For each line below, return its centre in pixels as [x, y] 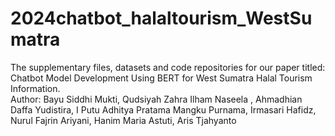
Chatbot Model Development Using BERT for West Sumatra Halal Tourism [161, 78]
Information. [35, 88]
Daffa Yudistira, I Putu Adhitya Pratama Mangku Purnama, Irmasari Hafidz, [163, 109]
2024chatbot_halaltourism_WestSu [161, 18]
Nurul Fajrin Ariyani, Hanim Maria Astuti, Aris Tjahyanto [123, 120]
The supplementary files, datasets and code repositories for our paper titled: [168, 67]
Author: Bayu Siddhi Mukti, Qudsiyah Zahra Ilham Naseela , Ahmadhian [156, 99]
